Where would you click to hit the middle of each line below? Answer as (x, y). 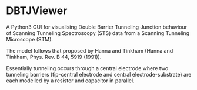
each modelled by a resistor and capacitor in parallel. (70, 81)
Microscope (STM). (29, 39)
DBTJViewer (37, 11)
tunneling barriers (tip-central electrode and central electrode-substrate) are (99, 74)
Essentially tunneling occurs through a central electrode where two (87, 68)
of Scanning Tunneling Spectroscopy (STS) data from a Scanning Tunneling (98, 33)
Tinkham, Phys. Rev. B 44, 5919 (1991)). (54, 57)
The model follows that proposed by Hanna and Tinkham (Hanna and (90, 50)
